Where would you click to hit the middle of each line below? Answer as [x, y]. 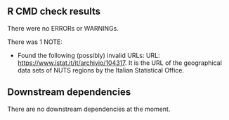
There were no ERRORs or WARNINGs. [63, 28]
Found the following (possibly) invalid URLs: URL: [89, 55]
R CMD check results [54, 12]
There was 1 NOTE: [35, 42]
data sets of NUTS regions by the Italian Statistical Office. [101, 70]
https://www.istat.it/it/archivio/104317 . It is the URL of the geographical [120, 63]
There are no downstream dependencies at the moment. [89, 109]
